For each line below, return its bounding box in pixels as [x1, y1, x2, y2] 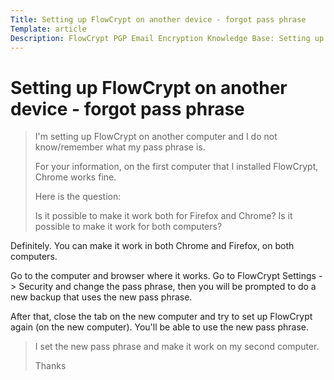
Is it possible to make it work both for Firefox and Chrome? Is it [34, 210, 293, 222]
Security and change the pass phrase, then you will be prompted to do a [18, 281, 317, 293]
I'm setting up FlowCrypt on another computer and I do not [34, 131, 278, 143]
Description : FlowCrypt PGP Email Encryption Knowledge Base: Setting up [10, 33, 325, 43]
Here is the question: [34, 191, 122, 203]
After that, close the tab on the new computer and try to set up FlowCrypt [10, 311, 313, 323]
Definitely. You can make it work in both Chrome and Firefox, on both [10, 240, 295, 252]
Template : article [10, 24, 87, 34]
